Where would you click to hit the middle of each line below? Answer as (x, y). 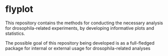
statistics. (15, 33)
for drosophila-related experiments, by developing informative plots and (80, 28)
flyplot (19, 9)
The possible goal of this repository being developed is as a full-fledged (80, 43)
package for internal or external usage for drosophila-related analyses (78, 48)
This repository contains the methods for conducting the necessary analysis (84, 23)
